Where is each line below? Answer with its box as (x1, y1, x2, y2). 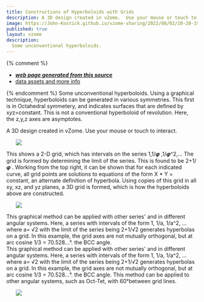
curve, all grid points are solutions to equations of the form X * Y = (6, 170, 173, 177)
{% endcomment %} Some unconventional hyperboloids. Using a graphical (6, 89, 194, 97)
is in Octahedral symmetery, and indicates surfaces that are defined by (6, 102, 184, 109)
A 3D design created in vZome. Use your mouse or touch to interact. (6, 127, 177, 134)
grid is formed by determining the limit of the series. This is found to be (6, 157, 184, 164)
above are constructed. (6, 190, 65, 197)
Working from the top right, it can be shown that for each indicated (15, 163, 182, 171)
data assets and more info (15, 77, 81, 85)
